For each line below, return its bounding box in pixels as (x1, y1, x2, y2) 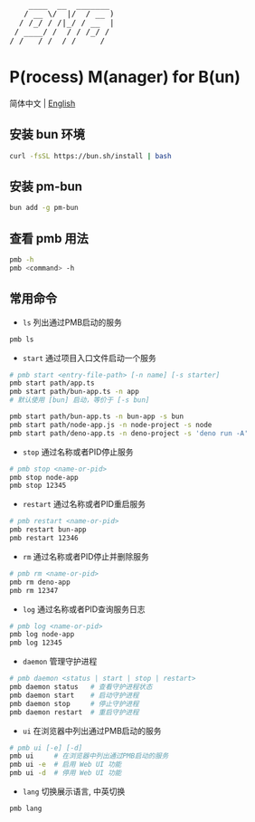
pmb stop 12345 (9, 481, 67, 491)
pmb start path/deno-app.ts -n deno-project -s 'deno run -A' (9, 428, 249, 438)
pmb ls (9, 335, 34, 344)
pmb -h (9, 255, 34, 264)
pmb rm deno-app (9, 578, 71, 587)
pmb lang (9, 804, 42, 814)
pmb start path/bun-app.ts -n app (9, 387, 140, 397)
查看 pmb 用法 (9, 231, 89, 246)
